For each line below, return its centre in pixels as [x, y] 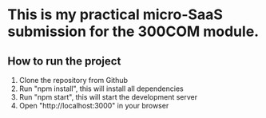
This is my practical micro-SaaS [115, 15]
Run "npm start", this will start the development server [108, 97]
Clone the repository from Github [73, 80]
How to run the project [64, 61]
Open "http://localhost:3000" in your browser [94, 106]
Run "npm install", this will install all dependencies [101, 88]
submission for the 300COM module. [133, 31]
